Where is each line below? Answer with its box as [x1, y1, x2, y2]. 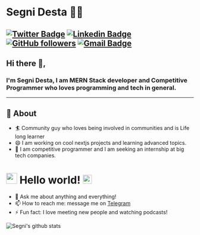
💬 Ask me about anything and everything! [14, 193, 117, 201]
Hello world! [19, 173, 81, 187]
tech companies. [14, 152, 57, 159]
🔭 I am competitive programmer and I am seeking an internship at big [14, 145, 185, 153]
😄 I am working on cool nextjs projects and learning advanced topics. [14, 139, 187, 147]
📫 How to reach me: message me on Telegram [14, 200, 131, 207]
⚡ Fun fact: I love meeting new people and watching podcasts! [14, 209, 168, 216]
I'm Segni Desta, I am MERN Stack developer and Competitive [6, 76, 187, 84]
